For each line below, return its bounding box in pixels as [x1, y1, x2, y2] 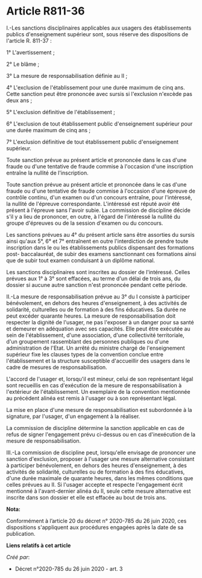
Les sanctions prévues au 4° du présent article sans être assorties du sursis [6, 231, 195, 238]
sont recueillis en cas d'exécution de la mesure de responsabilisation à [6, 382, 182, 389]
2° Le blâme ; [6, 60, 40, 68]
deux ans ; [6, 97, 33, 104]
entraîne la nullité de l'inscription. [6, 169, 89, 176]
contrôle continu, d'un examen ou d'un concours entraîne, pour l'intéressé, [6, 193, 192, 201]
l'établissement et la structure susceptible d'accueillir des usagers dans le [6, 357, 191, 364]
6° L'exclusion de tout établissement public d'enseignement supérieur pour [6, 120, 193, 127]
